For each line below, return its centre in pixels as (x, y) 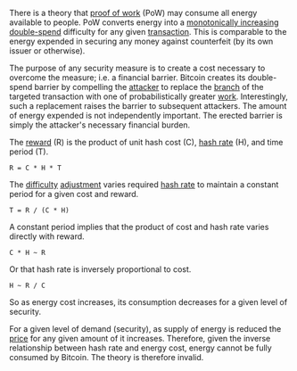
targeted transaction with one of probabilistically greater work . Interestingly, (148, 96)
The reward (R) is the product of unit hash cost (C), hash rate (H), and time (146, 142)
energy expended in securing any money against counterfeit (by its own (141, 41)
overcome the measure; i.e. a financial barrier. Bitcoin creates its (128, 78)
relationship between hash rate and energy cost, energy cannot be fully (140, 348)
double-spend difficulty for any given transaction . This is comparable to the (148, 32)
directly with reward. (47, 236)
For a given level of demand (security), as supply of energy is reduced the (145, 329)
